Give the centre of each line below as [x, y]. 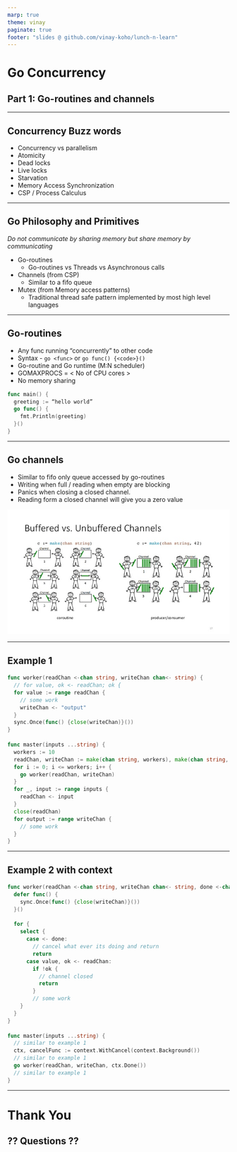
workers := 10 [34, 752]
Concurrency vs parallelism [57, 148]
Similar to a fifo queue [60, 282]
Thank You [39, 1115]
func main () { [28, 394]
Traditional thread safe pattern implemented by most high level [119, 297]
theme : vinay [26, 22]
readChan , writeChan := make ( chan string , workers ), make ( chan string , [121, 759]
